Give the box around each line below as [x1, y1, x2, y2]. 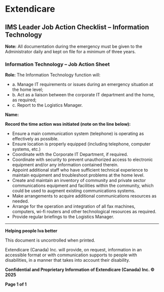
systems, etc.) [12, 146, 41, 152]
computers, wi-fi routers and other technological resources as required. [12, 209, 157, 215]
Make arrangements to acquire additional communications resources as [12, 193, 157, 199]
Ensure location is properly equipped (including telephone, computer [12, 141, 151, 147]
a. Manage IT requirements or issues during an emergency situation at [12, 82, 154, 88]
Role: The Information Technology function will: [5, 72, 101, 78]
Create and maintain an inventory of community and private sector [12, 178, 146, 183]
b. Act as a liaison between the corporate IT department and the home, [12, 92, 155, 98]
